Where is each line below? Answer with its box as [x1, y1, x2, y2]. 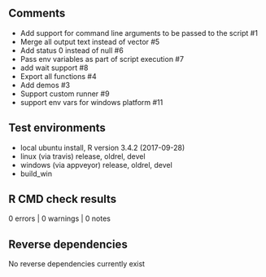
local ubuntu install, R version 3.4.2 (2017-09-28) [20, 143, 185, 152]
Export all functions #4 [20, 71, 98, 81]
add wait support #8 [20, 63, 89, 73]
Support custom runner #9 [20, 89, 110, 99]
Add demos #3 [20, 80, 71, 90]
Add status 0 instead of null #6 [20, 45, 124, 55]
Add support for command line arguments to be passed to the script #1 [20, 28, 259, 37]
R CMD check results [8, 192, 117, 206]
